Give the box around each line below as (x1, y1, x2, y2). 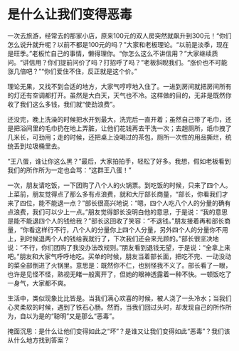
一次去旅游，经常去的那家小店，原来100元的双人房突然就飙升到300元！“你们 (7, 31, 232, 40)
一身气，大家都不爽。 (7, 278, 70, 287)
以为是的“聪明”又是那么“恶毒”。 (26, 311, 119, 320)
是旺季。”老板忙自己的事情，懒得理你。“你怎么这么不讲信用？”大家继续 (7, 49, 212, 58)
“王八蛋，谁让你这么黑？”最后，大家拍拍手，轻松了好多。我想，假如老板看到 (7, 157, 231, 165)
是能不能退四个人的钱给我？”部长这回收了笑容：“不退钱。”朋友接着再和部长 (7, 216, 225, 225)
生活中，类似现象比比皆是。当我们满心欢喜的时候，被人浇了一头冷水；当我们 (7, 293, 232, 303)
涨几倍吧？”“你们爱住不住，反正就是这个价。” (7, 67, 137, 75)
